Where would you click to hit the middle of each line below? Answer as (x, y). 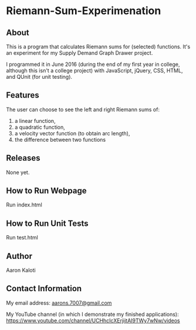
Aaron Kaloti (21, 270)
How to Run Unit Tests (48, 223)
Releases (23, 158)
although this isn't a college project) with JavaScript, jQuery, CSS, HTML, (94, 71)
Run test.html (22, 238)
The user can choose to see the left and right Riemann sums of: (83, 109)
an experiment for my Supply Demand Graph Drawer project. (80, 53)
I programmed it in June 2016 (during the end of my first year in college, (93, 64)
